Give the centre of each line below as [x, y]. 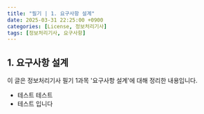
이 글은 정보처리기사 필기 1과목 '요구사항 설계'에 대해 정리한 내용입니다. [102, 81]
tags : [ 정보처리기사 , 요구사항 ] [47, 33]
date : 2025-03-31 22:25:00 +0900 [55, 20]
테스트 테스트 [35, 95]
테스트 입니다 [35, 104]
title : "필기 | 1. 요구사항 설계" [51, 13]
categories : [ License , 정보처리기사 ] [57, 26]
